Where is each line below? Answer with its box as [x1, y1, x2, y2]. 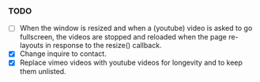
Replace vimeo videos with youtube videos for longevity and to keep [19, 58, 243, 68]
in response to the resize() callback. [44, 41, 162, 50]
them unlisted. [19, 67, 66, 76]
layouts [19, 41, 43, 50]
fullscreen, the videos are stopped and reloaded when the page [19, 32, 227, 42]
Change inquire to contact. [19, 49, 107, 58]
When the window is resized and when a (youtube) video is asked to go [19, 24, 253, 33]
